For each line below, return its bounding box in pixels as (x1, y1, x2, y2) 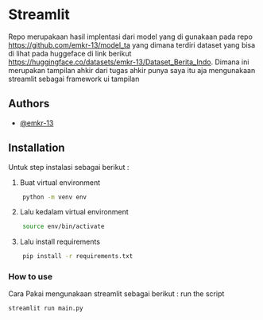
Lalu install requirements (19, 237, 101, 247)
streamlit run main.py (8, 304, 83, 313)
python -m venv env (22, 193, 87, 201)
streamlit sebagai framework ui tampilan (8, 74, 140, 83)
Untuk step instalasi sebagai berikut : (8, 162, 130, 172)
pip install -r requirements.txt (22, 253, 133, 260)
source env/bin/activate (22, 222, 105, 231)
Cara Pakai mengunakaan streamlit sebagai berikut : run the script (8, 289, 225, 299)
